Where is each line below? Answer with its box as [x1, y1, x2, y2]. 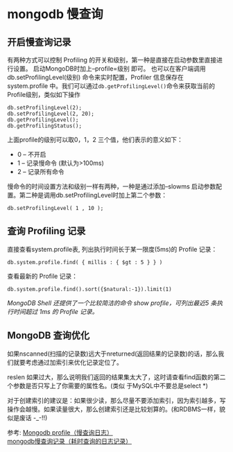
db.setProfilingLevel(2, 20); [7, 110, 95, 117]
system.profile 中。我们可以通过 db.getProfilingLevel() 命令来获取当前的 [7, 82, 216, 90]
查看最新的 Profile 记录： [7, 272, 78, 280]
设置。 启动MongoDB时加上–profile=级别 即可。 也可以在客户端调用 [12, 64, 206, 73]
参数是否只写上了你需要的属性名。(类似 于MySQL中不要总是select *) [12, 381, 208, 390]
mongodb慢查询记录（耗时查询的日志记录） [7, 437, 132, 445]
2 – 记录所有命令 [17, 168, 64, 175]
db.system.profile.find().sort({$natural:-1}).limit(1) [7, 286, 172, 293]
